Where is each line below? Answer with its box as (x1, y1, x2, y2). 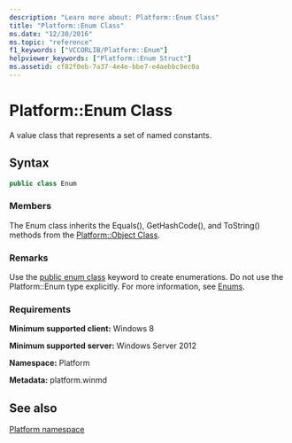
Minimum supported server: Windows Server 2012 (9, 340, 197, 351)
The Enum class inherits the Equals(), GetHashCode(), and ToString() (9, 220, 261, 230)
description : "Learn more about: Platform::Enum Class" (9, 12, 219, 22)
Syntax (9, 156, 50, 171)
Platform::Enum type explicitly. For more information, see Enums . (9, 281, 245, 292)
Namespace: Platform (9, 358, 90, 369)
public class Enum (9, 179, 77, 188)
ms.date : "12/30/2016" (9, 29, 93, 38)
